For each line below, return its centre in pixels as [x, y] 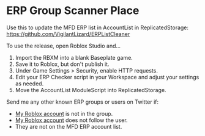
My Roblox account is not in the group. [64, 113]
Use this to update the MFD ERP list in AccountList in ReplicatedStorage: [97, 27]
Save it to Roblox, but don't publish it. [62, 64]
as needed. [29, 84]
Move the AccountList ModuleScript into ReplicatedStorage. [91, 90]
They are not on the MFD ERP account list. [69, 126]
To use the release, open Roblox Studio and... [64, 46]
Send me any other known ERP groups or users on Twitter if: [83, 102]
